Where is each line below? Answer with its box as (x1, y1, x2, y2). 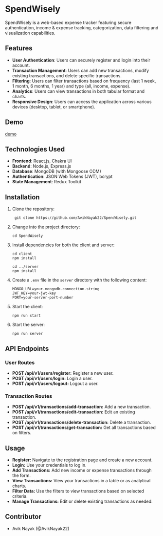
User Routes (5, 359, 35, 366)
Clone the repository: (12, 206, 55, 212)
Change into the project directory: (12, 224, 80, 230)
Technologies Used (5, 145, 65, 153)
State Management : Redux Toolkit (12, 179, 82, 185)
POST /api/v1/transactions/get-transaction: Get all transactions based (12, 425, 156, 430)
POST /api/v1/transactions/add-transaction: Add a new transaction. (12, 404, 151, 410)
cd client (12, 252, 33, 257)
